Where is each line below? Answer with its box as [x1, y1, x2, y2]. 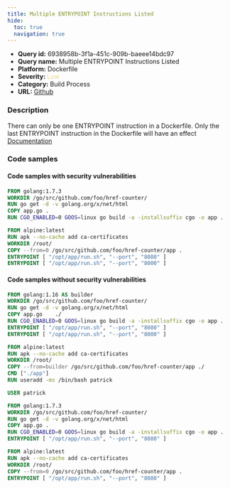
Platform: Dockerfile [17, 65, 78, 73]
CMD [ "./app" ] [7, 370, 50, 377]
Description [7, 105, 49, 115]
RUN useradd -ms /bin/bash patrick [7, 377, 113, 384]
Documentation [7, 136, 53, 145]
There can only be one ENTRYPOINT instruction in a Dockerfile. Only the [7, 122, 220, 130]
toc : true [13, 23, 43, 31]
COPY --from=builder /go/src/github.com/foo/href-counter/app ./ [7, 363, 204, 370]
